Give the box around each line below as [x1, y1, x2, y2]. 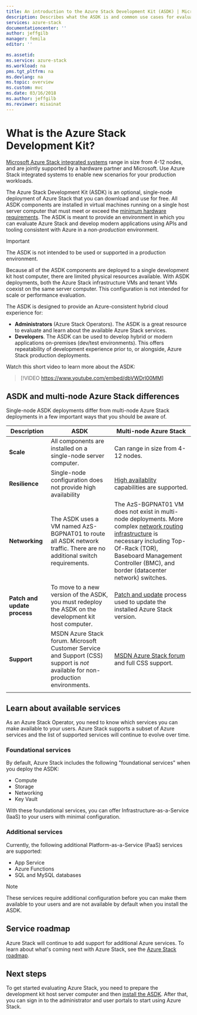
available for [50, 666, 85, 675]
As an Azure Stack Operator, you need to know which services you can [6, 719, 178, 726]
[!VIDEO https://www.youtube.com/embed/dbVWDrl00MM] [20, 374, 164, 381]
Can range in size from [114, 444, 177, 453]
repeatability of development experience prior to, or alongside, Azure [14, 345, 182, 353]
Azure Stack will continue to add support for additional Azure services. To [6, 939, 185, 946]
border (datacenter [114, 567, 167, 575]
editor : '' [6, 42, 33, 48]
